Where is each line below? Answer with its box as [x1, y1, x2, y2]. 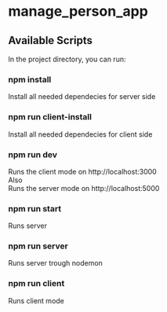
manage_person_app [8, 2, 149, 20]
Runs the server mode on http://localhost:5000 [8, 183, 160, 193]
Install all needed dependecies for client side [8, 129, 153, 139]
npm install [8, 74, 52, 85]
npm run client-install [8, 112, 93, 123]
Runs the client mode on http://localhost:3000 [8, 167, 157, 176]
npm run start [8, 203, 61, 214]
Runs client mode [8, 295, 65, 305]
